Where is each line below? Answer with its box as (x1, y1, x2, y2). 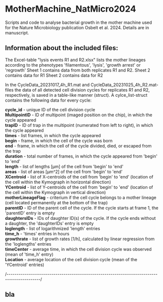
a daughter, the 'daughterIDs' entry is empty (5, 220, 94, 226)
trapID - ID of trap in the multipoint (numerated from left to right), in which (5, 122, 153, 128)
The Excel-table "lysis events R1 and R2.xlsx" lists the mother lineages (5, 57, 146, 63)
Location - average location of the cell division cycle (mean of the (5, 256, 138, 262)
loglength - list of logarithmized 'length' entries (5, 225, 101, 231)
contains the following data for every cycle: (5, 97, 91, 103)
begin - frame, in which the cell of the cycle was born (5, 138, 113, 143)
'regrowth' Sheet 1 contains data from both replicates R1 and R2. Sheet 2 (5, 67, 150, 73)
